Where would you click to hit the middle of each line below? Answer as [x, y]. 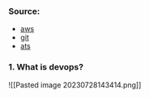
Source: [24, 11]
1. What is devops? [46, 67]
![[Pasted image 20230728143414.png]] [75, 85]
